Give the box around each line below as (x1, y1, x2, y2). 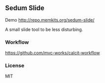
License (5, 62, 25, 69)
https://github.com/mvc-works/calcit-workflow (5, 50, 100, 56)
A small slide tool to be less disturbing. (5, 27, 83, 32)
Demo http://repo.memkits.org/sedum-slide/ (5, 17, 95, 23)
